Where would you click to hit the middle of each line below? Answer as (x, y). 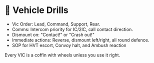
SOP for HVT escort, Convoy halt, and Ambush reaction (69, 45)
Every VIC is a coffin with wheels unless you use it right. (62, 55)
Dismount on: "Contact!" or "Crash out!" (53, 34)
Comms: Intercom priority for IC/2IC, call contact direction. (72, 29)
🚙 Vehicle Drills (36, 10)
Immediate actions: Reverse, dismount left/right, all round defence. (80, 40)
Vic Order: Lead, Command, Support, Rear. (56, 24)
